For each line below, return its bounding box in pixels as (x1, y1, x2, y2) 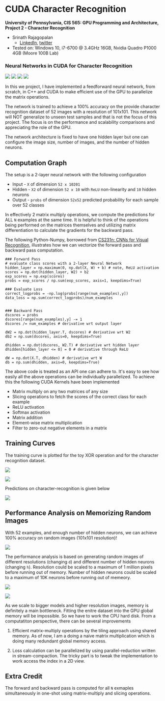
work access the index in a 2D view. (12, 658, 85, 664)
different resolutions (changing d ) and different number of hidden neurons (5, 559, 155, 564)
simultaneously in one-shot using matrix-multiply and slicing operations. (5, 690, 151, 696)
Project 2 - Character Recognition (5, 25, 75, 30)
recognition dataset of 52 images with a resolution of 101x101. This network (5, 109, 157, 115)
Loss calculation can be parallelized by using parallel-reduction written (12, 647, 156, 653)
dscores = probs (5, 313, 38, 318)
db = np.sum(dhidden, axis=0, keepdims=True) (5, 360, 100, 365)
